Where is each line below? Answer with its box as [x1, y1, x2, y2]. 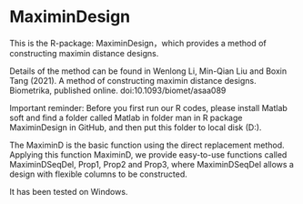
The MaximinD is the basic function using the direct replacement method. [9, 139, 285, 150]
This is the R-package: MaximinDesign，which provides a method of [9, 37, 267, 48]
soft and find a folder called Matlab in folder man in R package [9, 112, 243, 123]
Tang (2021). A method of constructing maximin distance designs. [9, 75, 257, 86]
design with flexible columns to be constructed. [9, 168, 188, 179]
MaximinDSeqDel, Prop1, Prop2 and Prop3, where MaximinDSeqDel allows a [9, 158, 294, 169]
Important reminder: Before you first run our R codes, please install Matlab [9, 102, 288, 113]
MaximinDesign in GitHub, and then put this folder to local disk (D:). [9, 121, 262, 133]
